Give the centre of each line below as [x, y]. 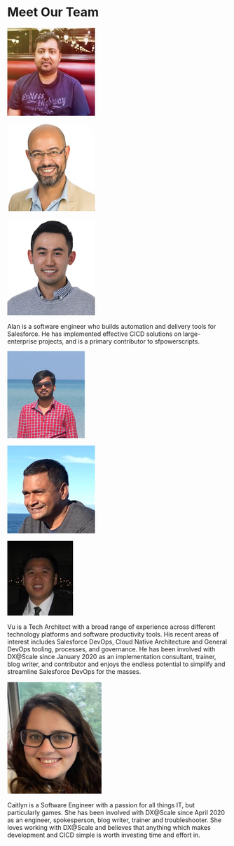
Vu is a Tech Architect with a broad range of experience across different [111, 627]
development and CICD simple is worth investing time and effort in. [104, 835]
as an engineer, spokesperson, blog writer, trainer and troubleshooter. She [115, 820]
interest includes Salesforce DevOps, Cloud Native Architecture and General [117, 642]
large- [192, 334]
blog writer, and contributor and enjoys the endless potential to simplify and [116, 664]
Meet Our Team [53, 12]
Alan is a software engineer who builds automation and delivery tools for [112, 326]
